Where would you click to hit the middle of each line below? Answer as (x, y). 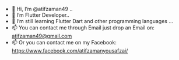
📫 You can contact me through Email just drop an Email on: (83, 28)
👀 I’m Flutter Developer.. (41, 15)
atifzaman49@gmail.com (42, 36)
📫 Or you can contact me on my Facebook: (64, 42)
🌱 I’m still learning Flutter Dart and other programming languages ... (92, 21)
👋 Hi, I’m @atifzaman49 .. (42, 9)
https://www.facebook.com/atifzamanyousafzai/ (70, 51)
